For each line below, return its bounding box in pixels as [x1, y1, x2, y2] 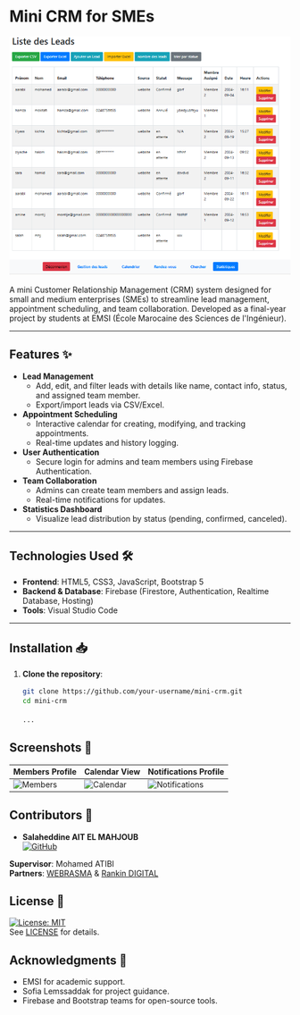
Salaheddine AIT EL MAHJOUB [21, 831, 139, 842]
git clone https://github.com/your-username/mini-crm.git [21, 687, 243, 696]
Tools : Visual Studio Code [21, 605, 119, 616]
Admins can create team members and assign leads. [35, 484, 229, 495]
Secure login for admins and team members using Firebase [35, 456, 254, 466]
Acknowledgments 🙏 [9, 952, 128, 968]
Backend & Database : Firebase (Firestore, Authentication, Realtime [21, 586, 270, 597]
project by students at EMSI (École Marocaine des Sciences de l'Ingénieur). [9, 313, 287, 323]
